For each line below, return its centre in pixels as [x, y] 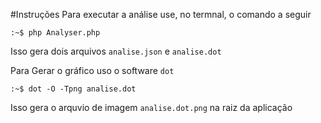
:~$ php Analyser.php [55, 33]
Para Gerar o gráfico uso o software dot [92, 70]
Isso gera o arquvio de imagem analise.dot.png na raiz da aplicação [151, 107]
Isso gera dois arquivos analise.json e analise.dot [116, 51]
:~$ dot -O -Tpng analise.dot [73, 89]
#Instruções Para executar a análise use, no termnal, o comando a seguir [161, 14]
